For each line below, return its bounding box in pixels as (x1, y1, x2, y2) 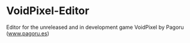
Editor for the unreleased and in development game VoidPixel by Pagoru (6, 24, 184, 31)
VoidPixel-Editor (6, 4, 90, 18)
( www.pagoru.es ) (6, 29, 50, 37)
